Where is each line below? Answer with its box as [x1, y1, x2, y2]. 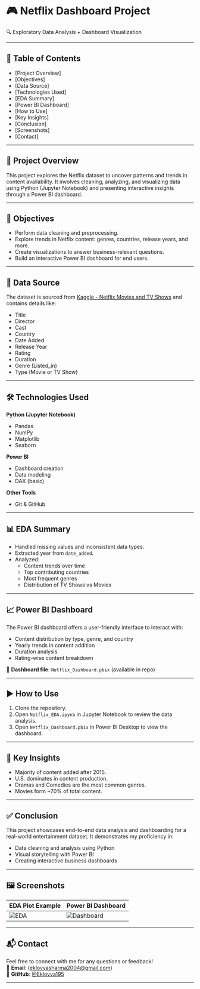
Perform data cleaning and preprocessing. [14, 229, 119, 236]
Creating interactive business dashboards [14, 857, 117, 864]
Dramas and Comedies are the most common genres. [14, 781, 146, 788]
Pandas [14, 423, 34, 429]
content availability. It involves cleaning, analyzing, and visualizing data [6, 178, 180, 185]
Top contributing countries [23, 568, 89, 576]
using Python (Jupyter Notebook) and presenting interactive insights [6, 184, 174, 191]
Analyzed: [14, 555, 40, 563]
